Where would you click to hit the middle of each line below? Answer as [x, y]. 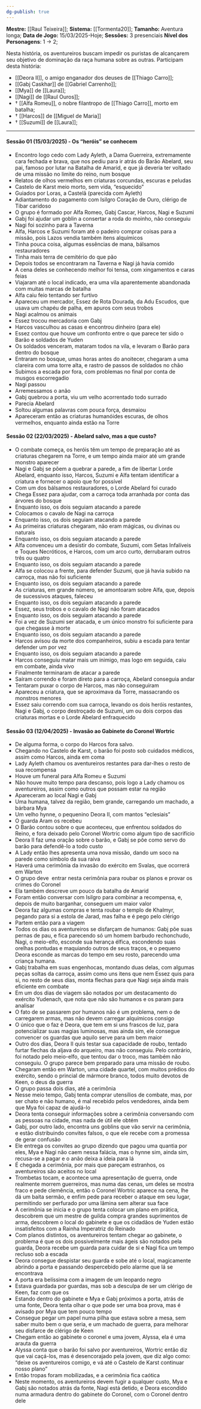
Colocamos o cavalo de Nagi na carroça [64, 513]
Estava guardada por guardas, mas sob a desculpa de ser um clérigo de [103, 1286]
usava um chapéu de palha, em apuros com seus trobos [84, 308]
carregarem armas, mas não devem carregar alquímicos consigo [95, 1019]
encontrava [29, 1273]
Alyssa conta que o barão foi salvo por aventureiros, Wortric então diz [101, 1350]
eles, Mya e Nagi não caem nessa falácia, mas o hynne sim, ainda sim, [102, 1152]
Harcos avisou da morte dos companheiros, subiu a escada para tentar [102, 641]
